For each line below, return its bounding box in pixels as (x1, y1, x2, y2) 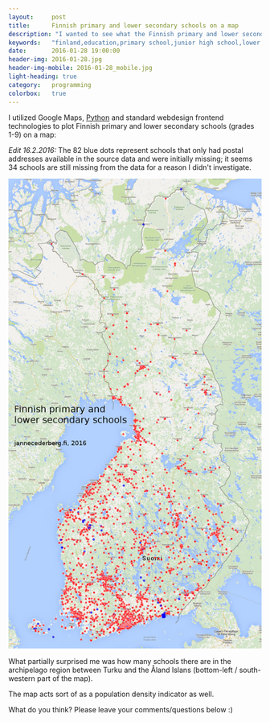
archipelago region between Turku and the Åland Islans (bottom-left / (8, 665, 238, 675)
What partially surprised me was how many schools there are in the (8, 657, 231, 666)
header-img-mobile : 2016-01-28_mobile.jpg (8, 64, 153, 72)
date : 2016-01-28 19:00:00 (8, 47, 121, 56)
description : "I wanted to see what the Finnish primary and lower (8, 30, 239, 38)
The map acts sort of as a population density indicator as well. (8, 689, 215, 699)
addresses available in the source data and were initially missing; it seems (8, 154, 253, 163)
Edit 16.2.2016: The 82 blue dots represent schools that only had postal (8, 145, 243, 155)
